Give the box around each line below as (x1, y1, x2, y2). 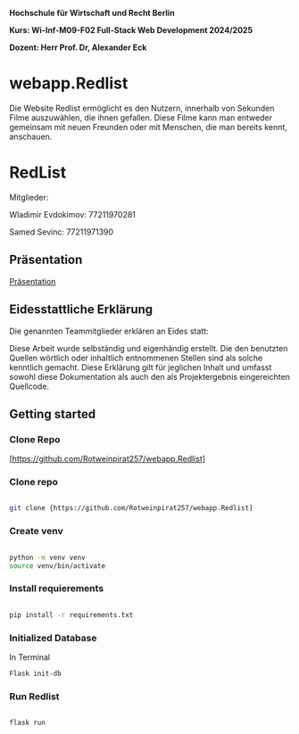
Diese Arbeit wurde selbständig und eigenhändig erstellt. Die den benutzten (9, 342, 288, 353)
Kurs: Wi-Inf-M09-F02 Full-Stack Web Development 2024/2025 (9, 25, 253, 35)
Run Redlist (9, 690, 60, 703)
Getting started (9, 406, 96, 422)
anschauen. (9, 131, 53, 142)
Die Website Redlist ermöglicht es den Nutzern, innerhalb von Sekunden (9, 103, 275, 113)
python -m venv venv (9, 553, 87, 562)
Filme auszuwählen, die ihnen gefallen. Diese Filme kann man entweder (9, 111, 272, 123)
